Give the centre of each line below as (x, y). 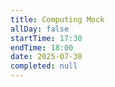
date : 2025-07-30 (46, 57)
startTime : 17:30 (46, 38)
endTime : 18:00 (42, 47)
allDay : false (40, 29)
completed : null (44, 66)
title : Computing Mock (57, 19)
